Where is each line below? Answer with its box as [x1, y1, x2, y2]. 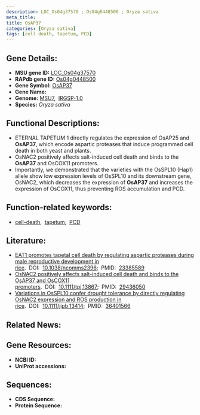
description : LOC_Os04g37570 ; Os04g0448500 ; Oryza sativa [6, 8, 159, 15]
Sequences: [6, 380, 52, 390]
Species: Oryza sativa [14, 101, 70, 108]
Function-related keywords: [6, 202, 112, 213]
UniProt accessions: [14, 362, 67, 369]
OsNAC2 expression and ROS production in [14, 296, 122, 303]
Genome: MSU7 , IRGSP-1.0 [14, 94, 83, 102]
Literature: [6, 235, 47, 246]
